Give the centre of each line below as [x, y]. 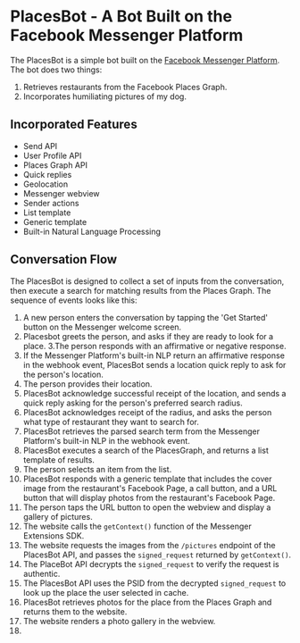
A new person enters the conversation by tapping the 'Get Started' [146, 317]
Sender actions [51, 203]
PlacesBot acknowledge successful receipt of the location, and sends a [154, 393]
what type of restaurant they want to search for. [111, 422]
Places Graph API [55, 165]
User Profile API [52, 155]
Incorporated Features [74, 125]
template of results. [58, 459]
